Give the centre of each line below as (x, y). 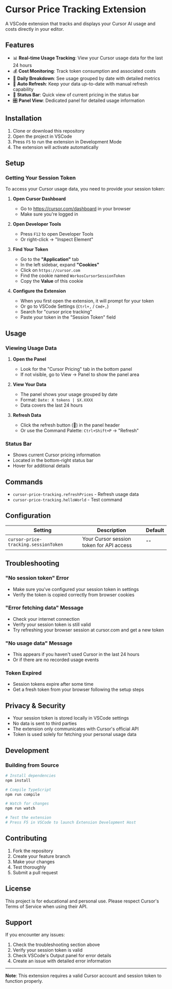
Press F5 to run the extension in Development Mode (67, 141)
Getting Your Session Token (40, 178)
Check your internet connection (46, 619)
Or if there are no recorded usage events (56, 660)
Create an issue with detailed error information (62, 961)
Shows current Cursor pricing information (57, 455)
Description (112, 530)
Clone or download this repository (49, 131)
